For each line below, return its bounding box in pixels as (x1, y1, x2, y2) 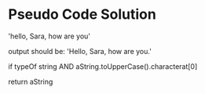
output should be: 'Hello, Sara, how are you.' (8, 46, 152, 56)
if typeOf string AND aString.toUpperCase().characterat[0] (8, 61, 198, 71)
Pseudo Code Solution (8, 5, 157, 23)
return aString (8, 77, 53, 86)
